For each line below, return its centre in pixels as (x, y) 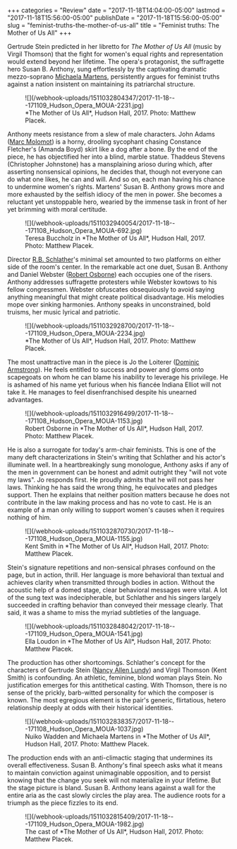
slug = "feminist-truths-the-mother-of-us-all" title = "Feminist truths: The (114, 25)
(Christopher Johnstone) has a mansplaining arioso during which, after (110, 164)
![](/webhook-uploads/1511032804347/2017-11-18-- (100, 98)
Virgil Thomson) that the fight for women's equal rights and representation (115, 54)
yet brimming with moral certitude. (57, 209)
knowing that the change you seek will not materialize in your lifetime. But (114, 780)
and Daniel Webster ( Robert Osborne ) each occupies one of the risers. (110, 274)
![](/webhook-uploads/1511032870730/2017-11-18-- (99, 531)
